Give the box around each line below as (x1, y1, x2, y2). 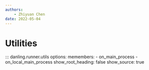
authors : (5, 7, 23, 12)
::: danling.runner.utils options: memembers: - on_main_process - (5, 54, 138, 60)
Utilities (5, 37, 37, 49)
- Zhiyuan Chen (14, 12, 45, 17)
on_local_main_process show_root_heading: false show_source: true (5, 59, 145, 65)
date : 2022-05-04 (5, 16, 41, 21)
